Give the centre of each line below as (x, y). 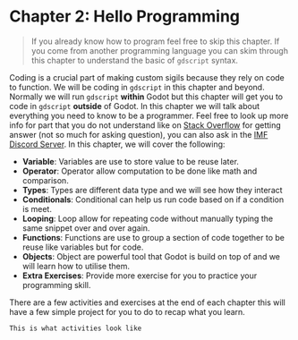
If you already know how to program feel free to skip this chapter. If (155, 41)
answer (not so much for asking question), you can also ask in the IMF (139, 134)
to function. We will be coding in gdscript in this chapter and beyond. (137, 87)
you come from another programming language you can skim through (160, 50)
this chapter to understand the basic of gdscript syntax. (135, 60)
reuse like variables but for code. (83, 247)
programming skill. (56, 285)
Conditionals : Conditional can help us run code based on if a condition (153, 200)
